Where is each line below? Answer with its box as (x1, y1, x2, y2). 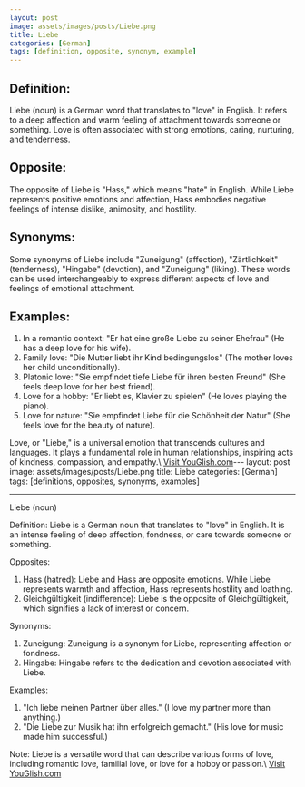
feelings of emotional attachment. (9, 282, 135, 293)
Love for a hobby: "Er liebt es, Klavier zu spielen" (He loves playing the (22, 391, 288, 402)
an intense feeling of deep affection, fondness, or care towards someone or (9, 529, 292, 540)
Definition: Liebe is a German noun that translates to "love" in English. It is (9, 519, 285, 531)
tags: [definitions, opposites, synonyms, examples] (9, 476, 200, 487)
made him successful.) (22, 732, 109, 743)
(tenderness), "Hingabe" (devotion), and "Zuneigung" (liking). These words (9, 263, 290, 274)
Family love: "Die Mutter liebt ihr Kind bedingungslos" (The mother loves (22, 352, 293, 363)
